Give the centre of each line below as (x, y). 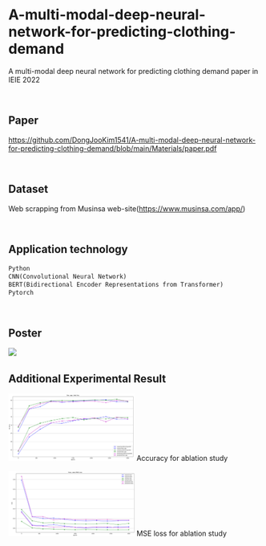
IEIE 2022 (24, 79)
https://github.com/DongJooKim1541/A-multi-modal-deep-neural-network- (132, 140)
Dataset (28, 189)
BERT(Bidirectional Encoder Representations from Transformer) (116, 285)
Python (19, 269)
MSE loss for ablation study (181, 533)
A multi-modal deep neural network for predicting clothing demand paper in (133, 71)
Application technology (68, 249)
